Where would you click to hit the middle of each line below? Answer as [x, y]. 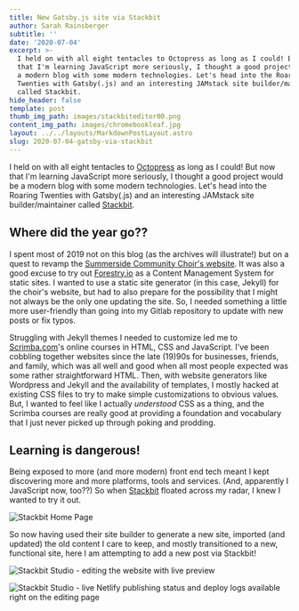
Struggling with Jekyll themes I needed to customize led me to [124, 337]
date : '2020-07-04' [45, 42]
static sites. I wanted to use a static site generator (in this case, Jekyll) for [144, 282]
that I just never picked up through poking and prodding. [113, 422]
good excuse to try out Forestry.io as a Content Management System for [141, 273]
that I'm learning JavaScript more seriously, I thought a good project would [146, 176]
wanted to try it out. [45, 500]
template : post [37, 109]
